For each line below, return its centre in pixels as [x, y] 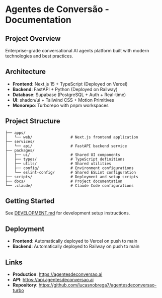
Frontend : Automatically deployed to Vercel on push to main [75, 241]
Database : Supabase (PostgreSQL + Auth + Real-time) [69, 95]
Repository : [25, 285]
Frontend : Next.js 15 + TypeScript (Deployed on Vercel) [70, 84]
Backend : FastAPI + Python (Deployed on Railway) [65, 89]
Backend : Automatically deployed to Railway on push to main [76, 246]
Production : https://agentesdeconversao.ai [57, 274]
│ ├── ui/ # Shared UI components [63, 155]
